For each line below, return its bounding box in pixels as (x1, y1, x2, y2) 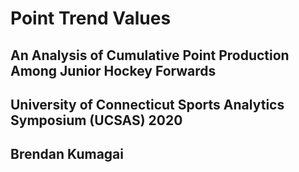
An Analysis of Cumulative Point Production (10, 47, 290, 64)
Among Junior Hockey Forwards (10, 62, 217, 79)
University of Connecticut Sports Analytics (10, 96, 285, 113)
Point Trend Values (10, 7, 172, 30)
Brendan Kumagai (10, 146, 124, 163)
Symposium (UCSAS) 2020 (10, 112, 183, 129)
